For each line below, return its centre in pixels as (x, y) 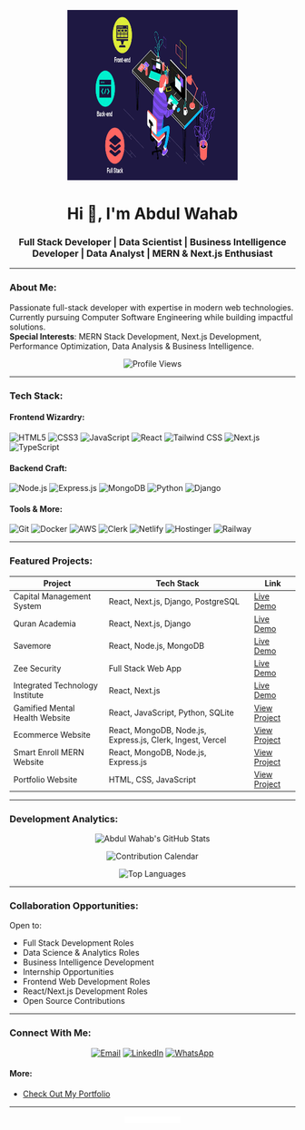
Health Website (42, 717)
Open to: (26, 926)
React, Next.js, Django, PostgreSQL (174, 601)
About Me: (33, 288)
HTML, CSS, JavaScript (152, 779)
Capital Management (52, 596)
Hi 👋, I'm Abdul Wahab (152, 214)
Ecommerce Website (52, 735)
